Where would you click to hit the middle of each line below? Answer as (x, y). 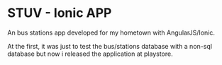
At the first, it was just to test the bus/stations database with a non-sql (110, 46)
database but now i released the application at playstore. (90, 54)
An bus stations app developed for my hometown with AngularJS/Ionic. (111, 32)
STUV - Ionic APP (60, 13)
